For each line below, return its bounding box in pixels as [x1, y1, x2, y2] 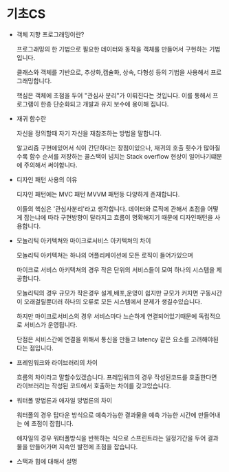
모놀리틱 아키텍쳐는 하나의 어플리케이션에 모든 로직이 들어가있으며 [16, 251, 193, 259]
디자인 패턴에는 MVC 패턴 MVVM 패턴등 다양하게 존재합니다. [16, 190, 180, 198]
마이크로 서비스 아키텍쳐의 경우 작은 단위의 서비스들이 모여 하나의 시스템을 [16, 265, 215, 273]
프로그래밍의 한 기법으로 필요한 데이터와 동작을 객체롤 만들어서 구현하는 [16, 45, 208, 53]
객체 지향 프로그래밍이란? [16, 30, 85, 38]
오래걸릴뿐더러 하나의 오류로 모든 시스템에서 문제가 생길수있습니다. [23, 297, 202, 306]
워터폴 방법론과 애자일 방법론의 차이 [16, 396, 113, 404]
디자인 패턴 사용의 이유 [16, 175, 78, 183]
